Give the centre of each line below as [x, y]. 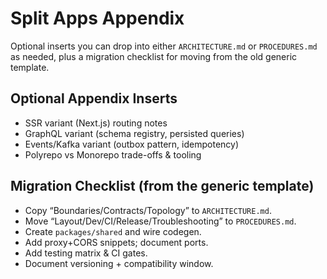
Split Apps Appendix [97, 18]
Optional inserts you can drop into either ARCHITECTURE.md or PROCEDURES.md [164, 46]
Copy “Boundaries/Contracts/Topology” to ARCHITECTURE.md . [148, 210]
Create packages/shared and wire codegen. [113, 231]
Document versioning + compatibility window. [119, 263]
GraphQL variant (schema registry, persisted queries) [134, 133]
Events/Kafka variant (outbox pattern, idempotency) [132, 144]
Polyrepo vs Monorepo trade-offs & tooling [113, 154]
